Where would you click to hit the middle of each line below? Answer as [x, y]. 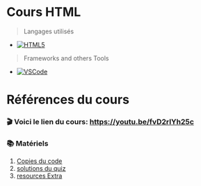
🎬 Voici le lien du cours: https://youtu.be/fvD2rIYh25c [100, 122]
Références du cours [68, 100]
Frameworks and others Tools [66, 58]
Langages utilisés [49, 31]
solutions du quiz [41, 169]
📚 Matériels [27, 143]
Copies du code [39, 161]
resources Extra [39, 176]
